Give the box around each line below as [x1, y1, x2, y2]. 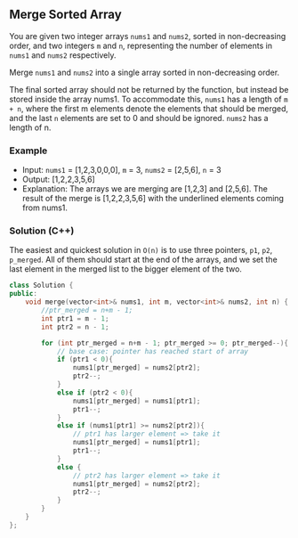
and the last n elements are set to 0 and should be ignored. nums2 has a [9, 112, 269, 123]
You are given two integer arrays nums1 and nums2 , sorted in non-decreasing [9, 30, 286, 41]
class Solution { [9, 281, 74, 290]
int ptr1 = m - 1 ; [41, 314, 109, 323]
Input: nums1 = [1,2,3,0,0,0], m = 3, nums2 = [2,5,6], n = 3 [21, 165, 221, 175]
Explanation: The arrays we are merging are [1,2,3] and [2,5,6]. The [21, 183, 269, 194]
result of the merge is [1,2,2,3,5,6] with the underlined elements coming [21, 193, 285, 204]
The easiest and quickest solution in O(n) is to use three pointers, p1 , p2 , [9, 245, 273, 256]
